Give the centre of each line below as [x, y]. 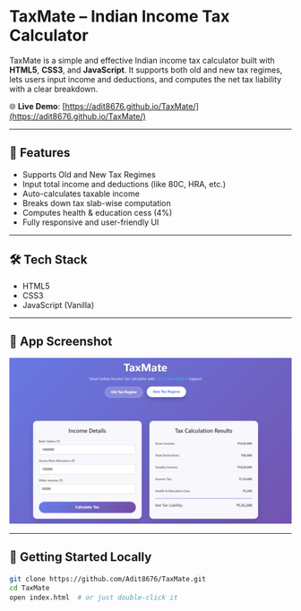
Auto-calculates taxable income [81, 194]
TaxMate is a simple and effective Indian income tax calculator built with [142, 60]
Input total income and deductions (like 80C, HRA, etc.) [124, 184]
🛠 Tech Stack [48, 260]
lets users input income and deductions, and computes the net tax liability [146, 79]
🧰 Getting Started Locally [81, 557]
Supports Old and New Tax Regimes [89, 174]
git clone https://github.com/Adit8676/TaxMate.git [107, 579]
